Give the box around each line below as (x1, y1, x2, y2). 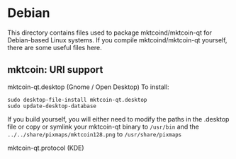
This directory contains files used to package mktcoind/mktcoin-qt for (7, 28, 213, 37)
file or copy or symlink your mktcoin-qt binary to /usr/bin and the (7, 122, 200, 131)
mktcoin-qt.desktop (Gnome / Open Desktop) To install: (7, 83, 169, 91)
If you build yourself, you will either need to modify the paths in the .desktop (7, 114, 230, 123)
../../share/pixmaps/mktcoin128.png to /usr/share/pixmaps (7, 129, 182, 139)
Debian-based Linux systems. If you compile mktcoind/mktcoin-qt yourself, (7, 35, 227, 44)
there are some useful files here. (7, 43, 103, 52)
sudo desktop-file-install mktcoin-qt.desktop (7, 96, 147, 103)
